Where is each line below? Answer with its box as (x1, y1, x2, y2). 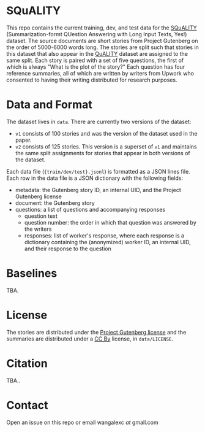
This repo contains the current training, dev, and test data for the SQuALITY (6, 24, 197, 31)
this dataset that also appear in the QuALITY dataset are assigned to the (6, 50, 188, 57)
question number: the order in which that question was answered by (24, 218, 197, 226)
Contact (6, 398, 48, 412)
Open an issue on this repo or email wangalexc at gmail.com (6, 418, 159, 426)
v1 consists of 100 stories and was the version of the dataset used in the (15, 129, 198, 137)
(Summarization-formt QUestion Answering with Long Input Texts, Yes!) (6, 30, 187, 37)
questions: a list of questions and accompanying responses (15, 206, 166, 213)
